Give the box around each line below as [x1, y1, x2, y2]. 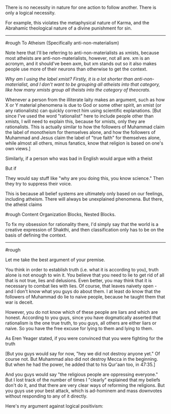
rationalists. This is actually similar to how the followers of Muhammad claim [5, 124, 165, 130]
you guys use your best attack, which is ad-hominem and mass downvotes [5, 388, 162, 394]
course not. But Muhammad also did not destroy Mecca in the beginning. [5, 356, 158, 362]
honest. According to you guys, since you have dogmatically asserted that [5, 314, 161, 320]
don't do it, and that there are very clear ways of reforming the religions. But [5, 382, 165, 388]
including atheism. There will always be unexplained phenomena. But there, [5, 196, 164, 202]
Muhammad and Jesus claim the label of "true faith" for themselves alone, [5, 135, 161, 141]
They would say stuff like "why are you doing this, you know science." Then [5, 175, 164, 181]
